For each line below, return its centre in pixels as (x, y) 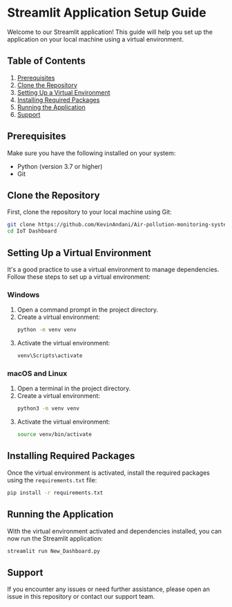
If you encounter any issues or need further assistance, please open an (109, 589)
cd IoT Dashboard (32, 231)
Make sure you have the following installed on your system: (91, 153)
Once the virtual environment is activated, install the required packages (109, 473)
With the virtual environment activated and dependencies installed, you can (115, 531)
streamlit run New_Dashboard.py (54, 551)
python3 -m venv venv (48, 409)
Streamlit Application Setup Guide (107, 13)
